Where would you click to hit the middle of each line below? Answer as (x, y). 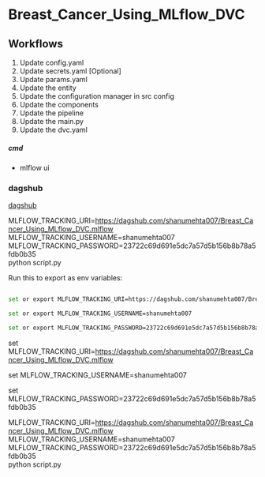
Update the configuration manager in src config (97, 96)
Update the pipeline (52, 113)
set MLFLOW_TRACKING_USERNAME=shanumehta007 (97, 375)
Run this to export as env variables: (65, 278)
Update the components (59, 105)
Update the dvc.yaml (54, 130)
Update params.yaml (54, 79)
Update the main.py (52, 121)
